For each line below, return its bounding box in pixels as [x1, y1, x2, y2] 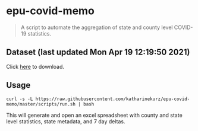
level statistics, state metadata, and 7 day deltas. [6, 117, 126, 125]
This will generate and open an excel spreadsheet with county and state [6, 111, 183, 119]
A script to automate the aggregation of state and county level [20, 24, 173, 31]
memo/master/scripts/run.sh [6, 101, 76, 107]
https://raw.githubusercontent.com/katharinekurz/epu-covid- [35, 96, 190, 102]
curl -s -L [6, 96, 33, 102]
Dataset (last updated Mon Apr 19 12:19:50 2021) [6, 47, 190, 57]
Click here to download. [6, 63, 64, 70]
